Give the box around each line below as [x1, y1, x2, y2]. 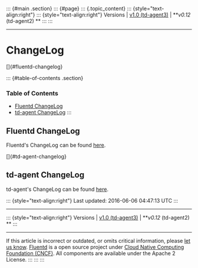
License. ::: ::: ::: [6, 256, 45, 263]
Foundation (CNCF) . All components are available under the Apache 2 [6, 250, 176, 257]
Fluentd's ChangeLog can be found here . [6, 141, 106, 149]
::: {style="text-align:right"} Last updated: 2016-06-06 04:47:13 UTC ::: [6, 197, 179, 204]
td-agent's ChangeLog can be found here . [6, 186, 109, 193]
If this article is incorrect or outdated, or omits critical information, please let [6, 237, 190, 244]
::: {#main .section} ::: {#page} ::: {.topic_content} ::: [6, 5, 132, 12]
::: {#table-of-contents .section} [6, 74, 84, 81]
